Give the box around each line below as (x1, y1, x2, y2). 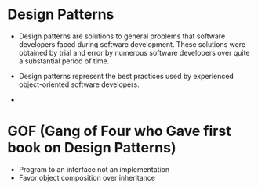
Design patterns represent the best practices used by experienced (18, 71, 234, 81)
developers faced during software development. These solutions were (18, 39, 246, 48)
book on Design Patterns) (7, 139, 176, 157)
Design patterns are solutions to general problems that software (18, 31, 226, 41)
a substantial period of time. (18, 56, 110, 66)
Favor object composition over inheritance (18, 173, 156, 182)
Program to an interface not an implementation (18, 164, 170, 174)
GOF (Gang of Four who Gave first (7, 123, 232, 140)
